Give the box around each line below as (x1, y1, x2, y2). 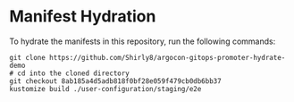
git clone (9, 53, 46, 62)
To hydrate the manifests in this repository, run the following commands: (9, 36, 276, 47)
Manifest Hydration (9, 6, 156, 27)
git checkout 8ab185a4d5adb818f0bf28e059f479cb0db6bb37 (9, 76, 222, 86)
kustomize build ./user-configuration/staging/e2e (9, 84, 202, 93)
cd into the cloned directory (17, 69, 130, 78)
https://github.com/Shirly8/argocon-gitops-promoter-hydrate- (48, 53, 286, 62)
